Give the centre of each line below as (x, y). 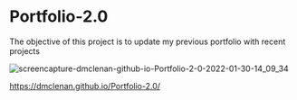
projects (25, 50)
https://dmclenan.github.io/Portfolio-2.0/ (85, 86)
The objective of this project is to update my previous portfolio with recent (148, 41)
